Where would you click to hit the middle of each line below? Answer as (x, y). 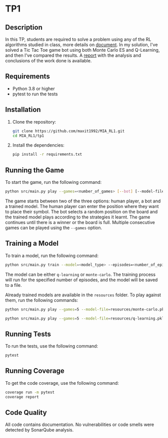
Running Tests (28, 334)
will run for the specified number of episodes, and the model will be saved (81, 280)
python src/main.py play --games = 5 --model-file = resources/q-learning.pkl (85, 318)
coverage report (22, 397)
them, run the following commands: (42, 300)
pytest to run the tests (35, 94)
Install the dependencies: (38, 145)
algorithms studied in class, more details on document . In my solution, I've (81, 45)
